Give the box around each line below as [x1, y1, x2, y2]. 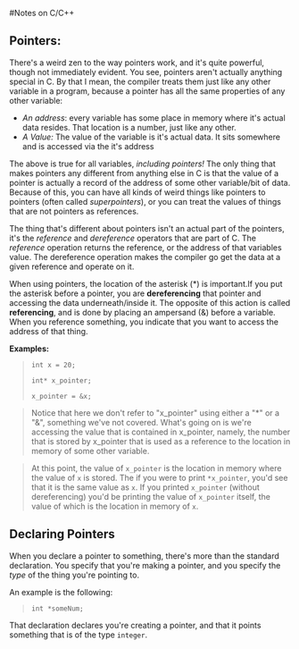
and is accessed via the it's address [21, 140, 154, 151]
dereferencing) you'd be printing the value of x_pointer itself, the [30, 491, 270, 501]
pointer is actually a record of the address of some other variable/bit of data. [9, 177, 291, 188]
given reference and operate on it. [9, 261, 135, 272]
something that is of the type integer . [9, 629, 148, 640]
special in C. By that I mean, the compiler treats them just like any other [9, 76, 271, 87]
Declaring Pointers [9, 527, 115, 542]
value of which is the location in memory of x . [30, 501, 199, 511]
